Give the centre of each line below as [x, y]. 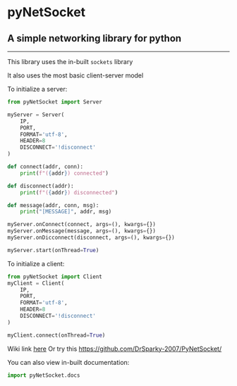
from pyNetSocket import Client [55, 276]
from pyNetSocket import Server [55, 102]
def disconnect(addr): [41, 186]
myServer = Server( [36, 114]
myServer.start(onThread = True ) [53, 250]
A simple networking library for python [95, 38]
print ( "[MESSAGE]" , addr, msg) [66, 212]
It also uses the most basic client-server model [75, 75]
